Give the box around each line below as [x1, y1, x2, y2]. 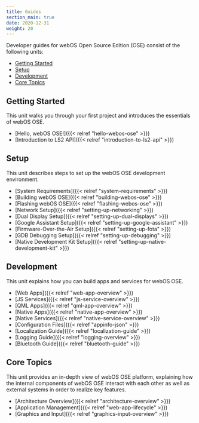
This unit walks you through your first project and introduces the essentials [6, 112, 191, 119]
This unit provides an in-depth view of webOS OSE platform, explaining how [6, 373, 193, 380]
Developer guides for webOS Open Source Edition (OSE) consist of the [6, 42, 180, 49]
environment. [6, 176, 39, 183]
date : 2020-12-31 [6, 20, 50, 26]
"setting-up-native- [118, 238, 167, 245]
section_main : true [6, 14, 55, 20]
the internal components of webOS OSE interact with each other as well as [6, 379, 190, 387]
